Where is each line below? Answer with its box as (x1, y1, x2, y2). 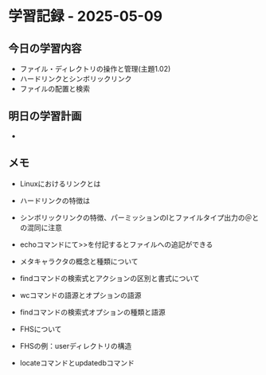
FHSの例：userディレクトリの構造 (19, 341, 132, 350)
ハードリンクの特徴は (19, 196, 90, 205)
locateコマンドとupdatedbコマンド (19, 357, 135, 367)
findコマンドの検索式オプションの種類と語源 (19, 307, 166, 317)
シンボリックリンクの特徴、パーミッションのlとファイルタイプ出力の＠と (19, 213, 260, 222)
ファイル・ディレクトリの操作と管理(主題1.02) (19, 64, 171, 73)
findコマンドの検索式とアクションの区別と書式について (19, 273, 201, 283)
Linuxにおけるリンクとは (19, 178, 101, 188)
